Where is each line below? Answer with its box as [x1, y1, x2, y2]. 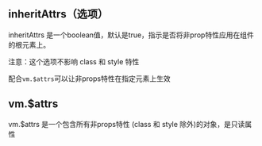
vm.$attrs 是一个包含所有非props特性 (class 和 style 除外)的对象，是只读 [8, 119, 245, 129]
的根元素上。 [8, 40, 50, 49]
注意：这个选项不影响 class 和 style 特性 [8, 56, 140, 66]
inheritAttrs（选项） [8, 7, 109, 21]
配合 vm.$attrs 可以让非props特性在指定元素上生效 [8, 74, 171, 83]
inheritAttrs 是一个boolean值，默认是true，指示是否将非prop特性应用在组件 [8, 30, 254, 40]
